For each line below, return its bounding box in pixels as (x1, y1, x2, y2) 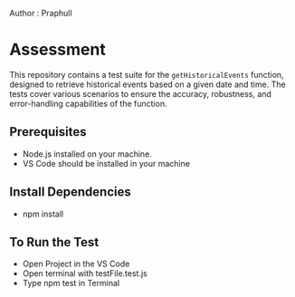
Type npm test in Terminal (22, 278, 120, 289)
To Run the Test (9, 235, 100, 250)
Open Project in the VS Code (22, 258, 130, 270)
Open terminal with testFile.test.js (22, 268, 147, 279)
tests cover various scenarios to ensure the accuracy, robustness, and (9, 88, 271, 99)
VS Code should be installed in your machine (22, 158, 190, 168)
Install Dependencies (9, 185, 131, 200)
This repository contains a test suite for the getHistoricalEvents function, (9, 69, 284, 80)
